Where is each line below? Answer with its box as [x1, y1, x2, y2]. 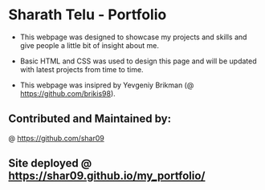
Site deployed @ [8, 156, 92, 170]
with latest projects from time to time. [19, 64, 144, 74]
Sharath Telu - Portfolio [8, 6, 167, 24]
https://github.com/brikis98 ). [19, 88, 116, 98]
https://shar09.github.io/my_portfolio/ [8, 169, 206, 183]
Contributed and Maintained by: [8, 112, 172, 126]
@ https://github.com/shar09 [8, 133, 104, 143]
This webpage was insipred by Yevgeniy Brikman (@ [19, 80, 194, 90]
